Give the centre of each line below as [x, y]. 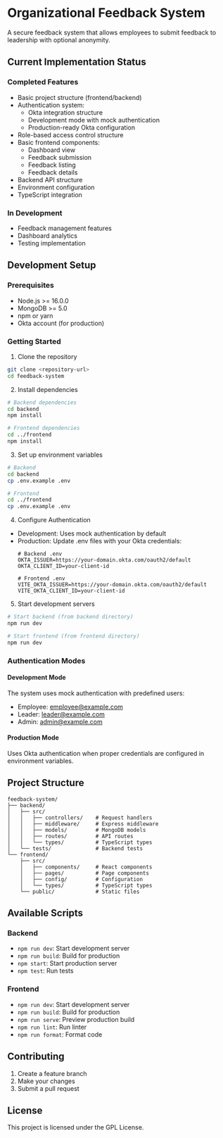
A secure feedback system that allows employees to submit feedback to [112, 32]
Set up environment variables [60, 455]
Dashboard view [52, 150]
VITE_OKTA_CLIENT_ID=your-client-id [71, 591]
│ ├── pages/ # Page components [85, 873]
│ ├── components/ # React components [86, 867]
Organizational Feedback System [106, 13]
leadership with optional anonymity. [59, 39]
